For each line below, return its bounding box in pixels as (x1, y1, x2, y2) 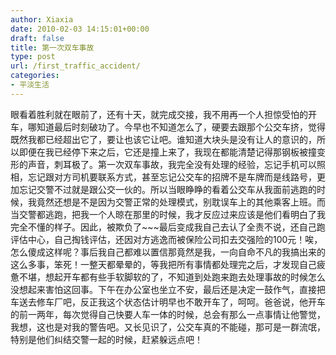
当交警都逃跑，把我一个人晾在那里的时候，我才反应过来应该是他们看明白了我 (10, 208, 326, 220)
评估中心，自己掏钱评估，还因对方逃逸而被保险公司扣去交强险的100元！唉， (10, 233, 323, 245)
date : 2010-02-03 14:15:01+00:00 (10, 24, 150, 34)
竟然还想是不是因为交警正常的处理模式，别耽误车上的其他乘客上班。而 (36, 196, 326, 208)
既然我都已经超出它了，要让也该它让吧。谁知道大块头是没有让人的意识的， (10, 133, 317, 145)
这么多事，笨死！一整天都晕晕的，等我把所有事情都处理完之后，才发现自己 (10, 258, 317, 270)
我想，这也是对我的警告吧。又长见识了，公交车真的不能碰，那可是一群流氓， (10, 321, 326, 333)
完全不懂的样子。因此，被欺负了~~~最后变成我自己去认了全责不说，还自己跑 (10, 221, 326, 233)
